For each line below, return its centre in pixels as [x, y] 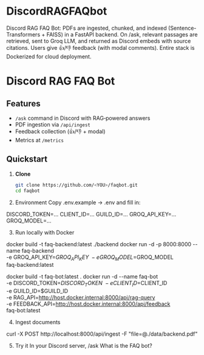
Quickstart [27, 159]
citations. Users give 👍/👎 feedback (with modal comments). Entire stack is [100, 47]
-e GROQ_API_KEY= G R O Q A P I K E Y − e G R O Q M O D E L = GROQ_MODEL [90, 258]
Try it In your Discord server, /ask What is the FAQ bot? [84, 346]
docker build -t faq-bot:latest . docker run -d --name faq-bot [82, 277]
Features [23, 104]
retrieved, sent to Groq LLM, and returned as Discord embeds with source [99, 41]
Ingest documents [38, 322]
